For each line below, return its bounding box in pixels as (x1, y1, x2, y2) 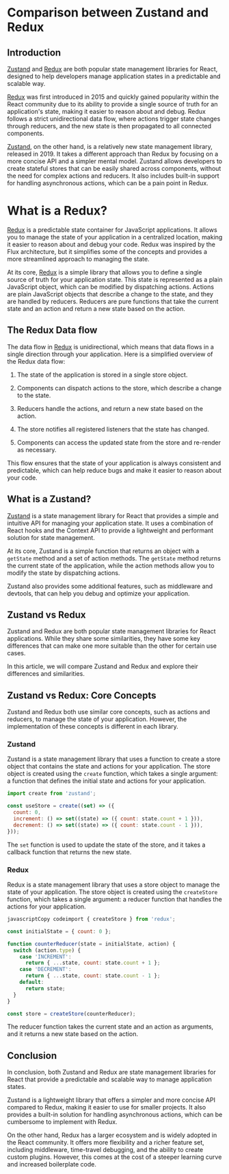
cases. (7, 649, 26, 657)
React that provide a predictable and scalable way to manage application (7, 1075, 212, 1083)
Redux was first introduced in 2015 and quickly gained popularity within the (7, 93, 219, 101)
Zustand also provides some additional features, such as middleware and (7, 582, 213, 590)
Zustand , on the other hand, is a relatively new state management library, (7, 143, 213, 150)
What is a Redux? (7, 203, 108, 219)
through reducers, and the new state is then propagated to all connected (7, 122, 212, 130)
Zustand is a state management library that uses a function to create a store (7, 755, 221, 763)
